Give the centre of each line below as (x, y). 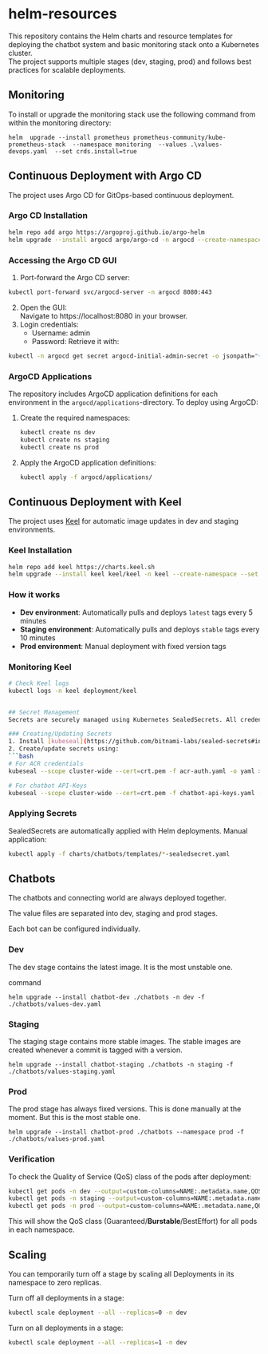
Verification (32, 1159)
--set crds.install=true (96, 151)
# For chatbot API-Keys (48, 786)
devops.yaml (28, 151)
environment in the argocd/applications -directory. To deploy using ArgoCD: (133, 402)
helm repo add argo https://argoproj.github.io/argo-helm (106, 232)
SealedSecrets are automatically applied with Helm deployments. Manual (128, 830)
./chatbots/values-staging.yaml (62, 1071)
